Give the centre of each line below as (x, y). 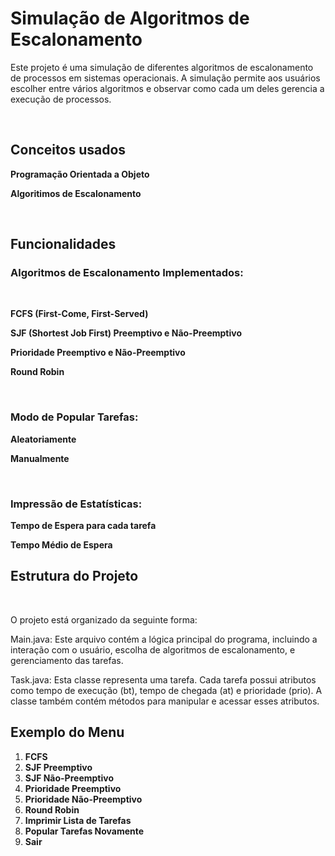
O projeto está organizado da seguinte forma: (104, 619)
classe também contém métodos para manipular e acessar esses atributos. (165, 701)
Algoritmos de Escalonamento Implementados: (127, 273)
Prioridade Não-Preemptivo (83, 799)
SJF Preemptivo (58, 767)
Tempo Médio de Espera (61, 545)
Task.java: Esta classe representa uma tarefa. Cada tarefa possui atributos (163, 679)
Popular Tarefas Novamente (84, 831)
